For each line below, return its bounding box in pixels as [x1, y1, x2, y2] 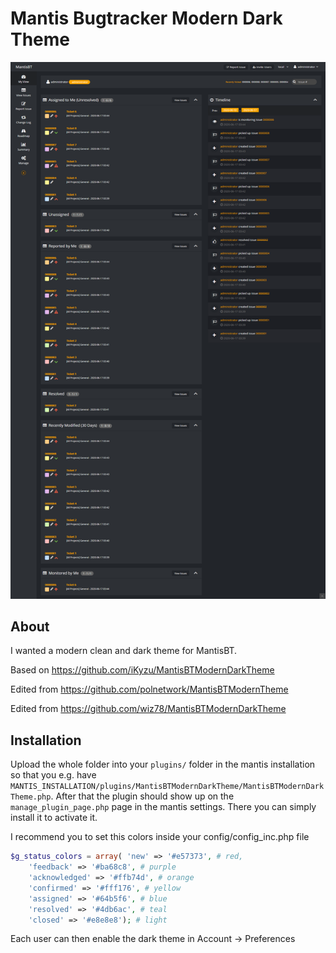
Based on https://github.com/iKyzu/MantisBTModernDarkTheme [10, 664, 275, 676]
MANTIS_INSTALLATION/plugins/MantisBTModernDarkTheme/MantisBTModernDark [10, 782, 325, 792]
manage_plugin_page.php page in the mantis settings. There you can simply [10, 801, 317, 813]
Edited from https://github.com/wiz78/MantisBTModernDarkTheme [10, 703, 287, 715]
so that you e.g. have [10, 769, 97, 781]
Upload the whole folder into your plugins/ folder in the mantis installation [10, 758, 316, 771]
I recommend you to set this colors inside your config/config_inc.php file [10, 831, 310, 843]
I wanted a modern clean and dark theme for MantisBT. [10, 645, 238, 657]
